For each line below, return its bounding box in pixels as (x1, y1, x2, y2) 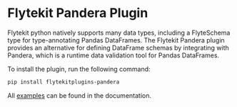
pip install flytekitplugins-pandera (7, 78, 120, 86)
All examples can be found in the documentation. (7, 91, 152, 100)
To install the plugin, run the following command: (7, 64, 151, 73)
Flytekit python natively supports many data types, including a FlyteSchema (7, 28, 231, 37)
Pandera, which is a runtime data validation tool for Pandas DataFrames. (7, 51, 220, 60)
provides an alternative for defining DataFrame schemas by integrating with (7, 43, 230, 52)
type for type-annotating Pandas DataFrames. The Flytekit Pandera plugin (7, 35, 225, 44)
